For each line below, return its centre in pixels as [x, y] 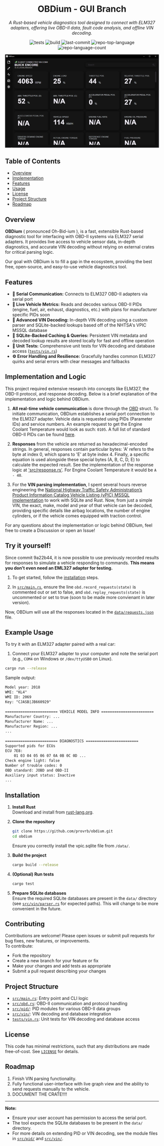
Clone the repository [33, 822]
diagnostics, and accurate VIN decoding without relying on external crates [80, 247]
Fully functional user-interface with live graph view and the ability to [80, 1083]
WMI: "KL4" [16, 692]
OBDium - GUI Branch [82, 9]
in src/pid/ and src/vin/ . [38, 1138]
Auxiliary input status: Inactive [40, 775]
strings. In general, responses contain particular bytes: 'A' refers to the [83, 449]
